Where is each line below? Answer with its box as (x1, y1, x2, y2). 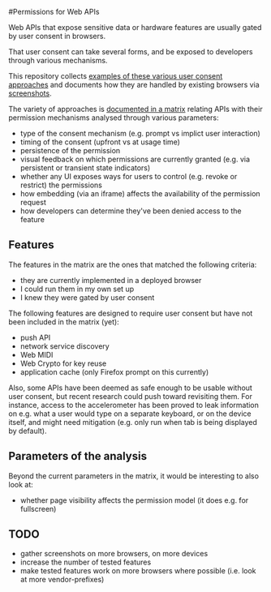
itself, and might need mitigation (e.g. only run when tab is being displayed (8, 417, 258, 427)
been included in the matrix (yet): (8, 316, 119, 327)
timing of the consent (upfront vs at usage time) (19, 137, 181, 147)
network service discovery (19, 341, 110, 351)
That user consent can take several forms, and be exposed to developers (8, 47, 253, 56)
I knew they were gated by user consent (19, 292, 155, 302)
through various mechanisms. (8, 56, 108, 65)
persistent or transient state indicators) (19, 163, 151, 173)
